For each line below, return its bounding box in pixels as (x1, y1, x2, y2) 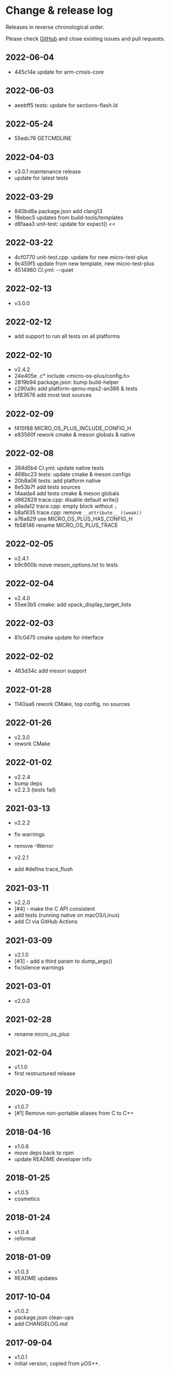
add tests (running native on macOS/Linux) (14, 911, 120, 919)
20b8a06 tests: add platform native (14, 477, 101, 484)
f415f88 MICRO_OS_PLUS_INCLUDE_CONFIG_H (14, 425, 132, 432)
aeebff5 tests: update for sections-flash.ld (14, 101, 118, 108)
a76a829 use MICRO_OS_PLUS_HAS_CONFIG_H (14, 515, 133, 522)
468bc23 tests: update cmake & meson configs (14, 471, 131, 478)
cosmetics (14, 1195, 40, 1202)
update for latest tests (14, 174, 69, 181)
